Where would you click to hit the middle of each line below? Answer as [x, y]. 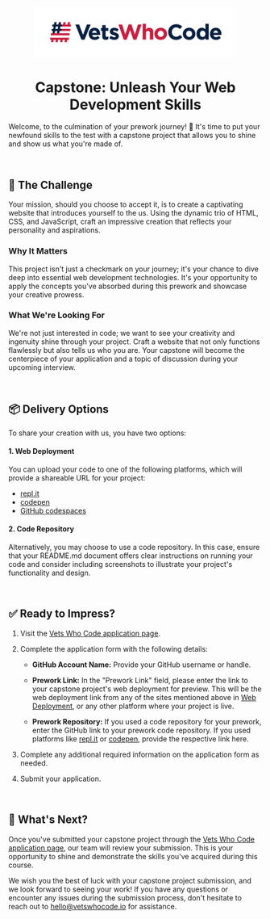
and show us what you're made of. [66, 144]
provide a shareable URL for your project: [77, 477]
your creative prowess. [46, 294]
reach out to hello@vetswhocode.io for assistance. [93, 906]
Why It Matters [38, 251]
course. [21, 865]
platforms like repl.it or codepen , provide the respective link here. [140, 739]
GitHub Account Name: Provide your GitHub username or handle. [141, 665]
